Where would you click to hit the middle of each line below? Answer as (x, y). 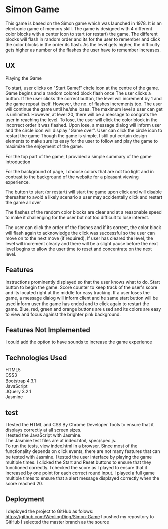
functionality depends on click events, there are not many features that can (83, 451)
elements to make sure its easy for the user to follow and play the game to (82, 141)
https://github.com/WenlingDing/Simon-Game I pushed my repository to (80, 516)
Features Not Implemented (48, 330)
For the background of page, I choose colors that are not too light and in (80, 171)
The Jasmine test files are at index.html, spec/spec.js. (61, 441)
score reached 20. (24, 483)
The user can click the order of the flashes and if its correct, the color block (83, 227)
